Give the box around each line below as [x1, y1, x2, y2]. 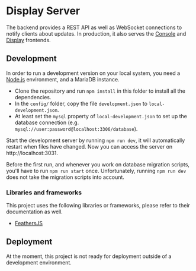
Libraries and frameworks [6, 188, 82, 197]
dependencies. [14, 93, 52, 100]
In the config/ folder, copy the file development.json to [14, 100, 148, 107]
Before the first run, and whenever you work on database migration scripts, [6, 160, 189, 168]
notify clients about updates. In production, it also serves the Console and [6, 30, 187, 37]
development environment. [6, 259, 72, 266]
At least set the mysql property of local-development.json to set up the [14, 112, 188, 119]
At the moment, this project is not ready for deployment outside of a [6, 253, 172, 260]
